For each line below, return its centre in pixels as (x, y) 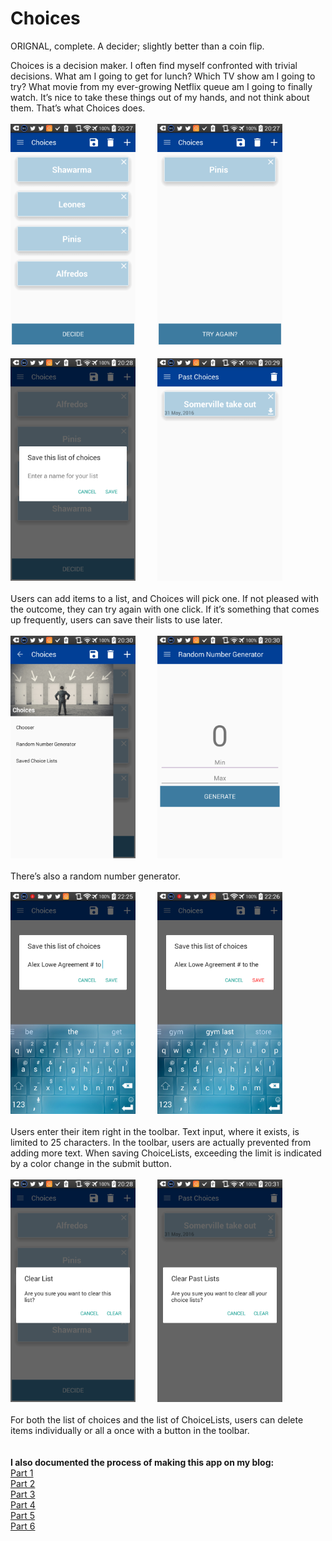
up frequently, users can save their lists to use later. (116, 620)
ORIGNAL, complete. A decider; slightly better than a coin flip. (137, 46)
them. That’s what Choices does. (78, 108)
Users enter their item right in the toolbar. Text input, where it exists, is (155, 1132)
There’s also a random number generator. (95, 876)
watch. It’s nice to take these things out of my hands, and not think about (160, 97)
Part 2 (23, 1483)
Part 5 (23, 1515)
